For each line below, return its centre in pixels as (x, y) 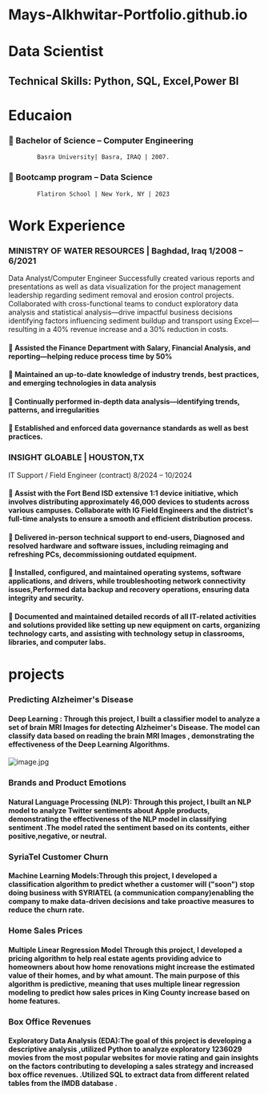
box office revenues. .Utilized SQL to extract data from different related (129, 1075)
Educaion (40, 115)
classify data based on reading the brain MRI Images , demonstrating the (131, 735)
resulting (23, 330)
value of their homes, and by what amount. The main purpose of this (124, 975)
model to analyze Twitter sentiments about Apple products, (109, 810)
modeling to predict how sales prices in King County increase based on (129, 992)
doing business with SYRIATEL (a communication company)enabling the (131, 893)
